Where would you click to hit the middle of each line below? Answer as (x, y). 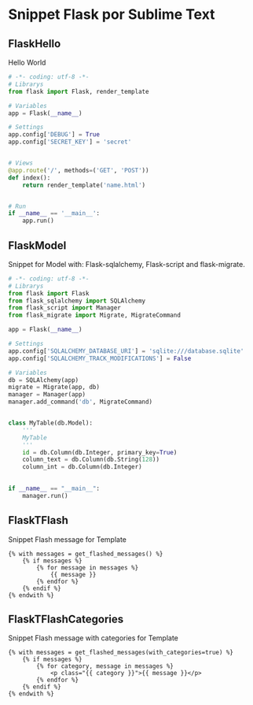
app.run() (38, 221)
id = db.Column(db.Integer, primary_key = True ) (100, 452)
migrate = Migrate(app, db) (54, 388)
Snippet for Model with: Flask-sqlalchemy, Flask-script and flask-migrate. (126, 264)
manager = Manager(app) (47, 395)
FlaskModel (37, 245)
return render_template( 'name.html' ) (84, 185)
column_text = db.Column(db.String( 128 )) (91, 460)
